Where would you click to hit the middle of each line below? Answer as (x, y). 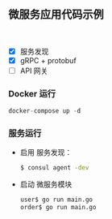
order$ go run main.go (58, 208)
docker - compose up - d (45, 111)
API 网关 (34, 71)
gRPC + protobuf (48, 60)
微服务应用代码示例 (56, 15)
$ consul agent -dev (54, 168)
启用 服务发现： (46, 152)
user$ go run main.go (56, 200)
